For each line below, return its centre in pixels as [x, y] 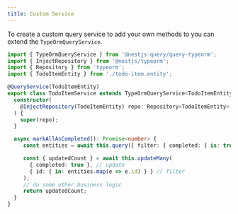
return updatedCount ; [55, 191]
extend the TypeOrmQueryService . [55, 41]
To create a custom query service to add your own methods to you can [111, 34]
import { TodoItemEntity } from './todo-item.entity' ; [90, 74]
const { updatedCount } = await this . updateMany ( [98, 158]
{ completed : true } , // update [77, 165]
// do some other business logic [72, 184]
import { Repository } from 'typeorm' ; [66, 68]
